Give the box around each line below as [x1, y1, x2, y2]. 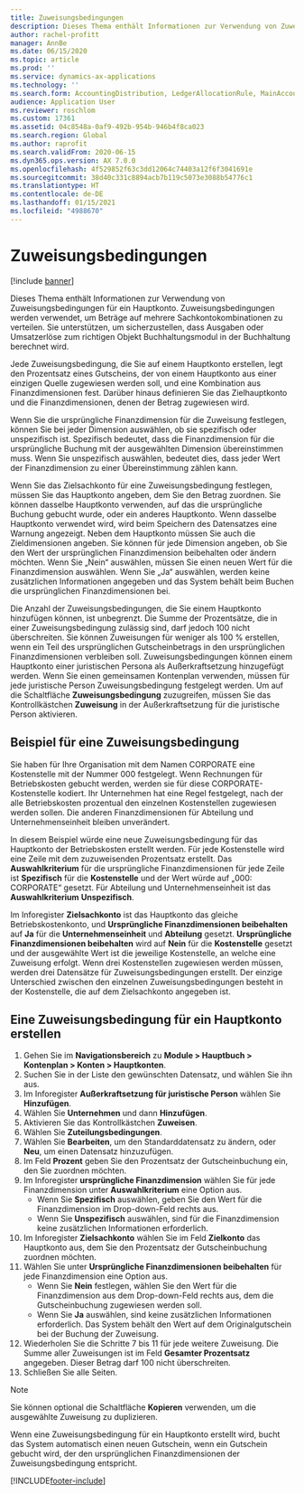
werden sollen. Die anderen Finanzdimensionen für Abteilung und [10, 806, 253, 818]
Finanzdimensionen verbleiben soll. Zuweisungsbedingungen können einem [10, 651, 293, 662]
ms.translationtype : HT [10, 182, 100, 191]
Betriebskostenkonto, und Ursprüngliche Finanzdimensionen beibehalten [10, 918, 288, 929]
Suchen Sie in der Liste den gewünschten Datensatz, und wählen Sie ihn [23, 1069, 293, 1080]
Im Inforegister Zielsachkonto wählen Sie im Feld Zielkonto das [23, 1233, 261, 1244]
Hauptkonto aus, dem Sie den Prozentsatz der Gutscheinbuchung [23, 1242, 268, 1253]
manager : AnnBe [10, 38, 68, 48]
